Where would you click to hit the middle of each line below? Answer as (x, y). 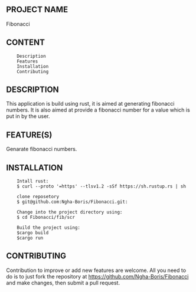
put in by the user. (28, 116)
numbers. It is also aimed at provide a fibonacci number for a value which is (98, 110)
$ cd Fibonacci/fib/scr (46, 218)
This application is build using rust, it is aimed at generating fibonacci (90, 104)
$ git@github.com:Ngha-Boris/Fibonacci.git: (72, 202)
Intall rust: (33, 181)
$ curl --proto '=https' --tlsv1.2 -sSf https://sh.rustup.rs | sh (101, 186)
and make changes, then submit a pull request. (63, 283)
